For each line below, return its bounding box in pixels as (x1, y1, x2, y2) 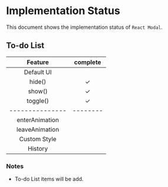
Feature (27, 58, 49, 66)
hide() (29, 78, 47, 86)
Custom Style (19, 135, 57, 143)
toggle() (26, 96, 49, 105)
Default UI (24, 68, 52, 76)
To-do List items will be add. (14, 175, 84, 183)
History (27, 144, 48, 152)
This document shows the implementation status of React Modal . (6, 24, 163, 31)
